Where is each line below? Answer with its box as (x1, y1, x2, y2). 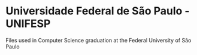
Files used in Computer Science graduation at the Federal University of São (5, 36, 192, 44)
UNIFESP (5, 17, 51, 30)
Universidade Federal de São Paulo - (5, 4, 190, 18)
